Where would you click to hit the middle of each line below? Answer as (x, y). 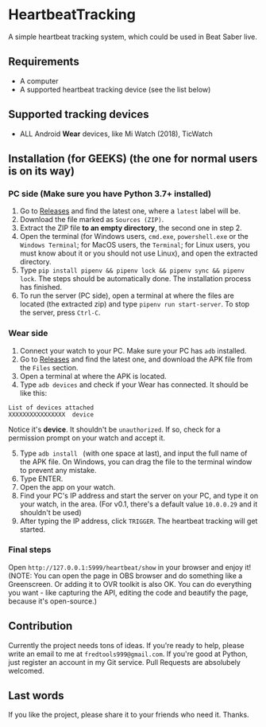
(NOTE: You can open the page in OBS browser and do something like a (125, 576)
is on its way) (42, 171)
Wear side (28, 334)
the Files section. (49, 367)
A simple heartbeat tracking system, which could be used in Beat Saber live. (133, 37)
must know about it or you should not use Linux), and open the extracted (139, 253)
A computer (39, 80)
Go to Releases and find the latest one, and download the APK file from (136, 359)
